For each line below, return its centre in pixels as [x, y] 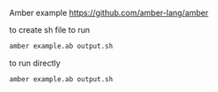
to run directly [35, 63]
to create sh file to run [50, 30]
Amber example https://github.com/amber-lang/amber [109, 13]
